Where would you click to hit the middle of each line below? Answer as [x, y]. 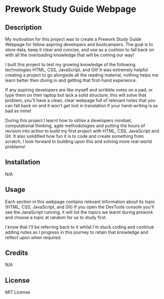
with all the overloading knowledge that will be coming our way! [70, 55]
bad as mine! [18, 111]
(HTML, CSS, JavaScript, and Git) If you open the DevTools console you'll [80, 207]
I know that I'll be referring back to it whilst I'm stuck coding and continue [80, 227]
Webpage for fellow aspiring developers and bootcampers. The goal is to [79, 44]
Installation [23, 162]
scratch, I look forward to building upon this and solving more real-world [79, 141]
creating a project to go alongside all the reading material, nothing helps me [82, 75]
